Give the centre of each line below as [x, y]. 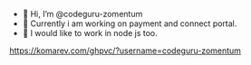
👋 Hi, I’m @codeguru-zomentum [82, 14]
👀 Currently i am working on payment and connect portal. [130, 23]
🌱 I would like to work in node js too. [90, 33]
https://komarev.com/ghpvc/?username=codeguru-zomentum [125, 51]
